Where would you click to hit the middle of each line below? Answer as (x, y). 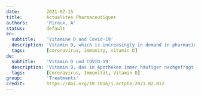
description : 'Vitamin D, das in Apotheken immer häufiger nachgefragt (103, 67)
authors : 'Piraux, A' (41, 23)
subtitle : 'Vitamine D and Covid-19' (63, 39)
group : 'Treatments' (42, 78)
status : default (36, 28)
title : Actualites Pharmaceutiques (61, 17)
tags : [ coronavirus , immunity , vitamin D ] (74, 51)
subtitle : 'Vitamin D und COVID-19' (61, 61)
